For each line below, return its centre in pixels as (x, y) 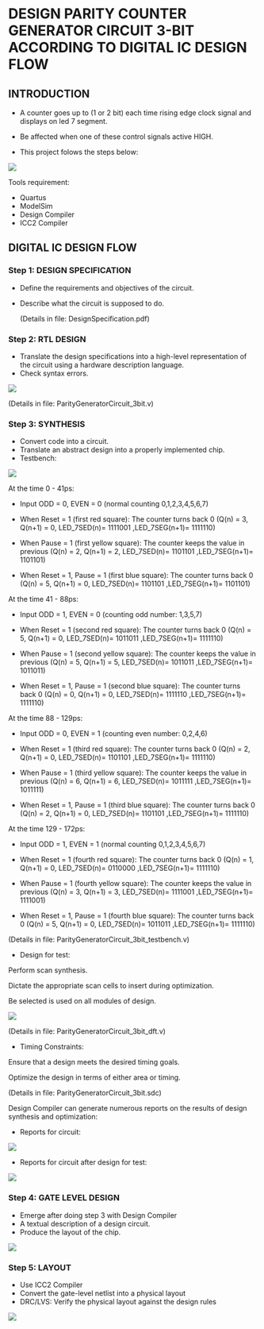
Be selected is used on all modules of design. (82, 1001)
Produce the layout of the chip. (70, 1232)
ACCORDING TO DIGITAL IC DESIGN (128, 48)
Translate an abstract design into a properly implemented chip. (122, 450)
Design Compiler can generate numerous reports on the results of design (128, 1108)
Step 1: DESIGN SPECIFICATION (70, 271)
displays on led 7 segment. (63, 121)
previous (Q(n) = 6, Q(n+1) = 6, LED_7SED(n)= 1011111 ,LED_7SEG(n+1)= (136, 781)
